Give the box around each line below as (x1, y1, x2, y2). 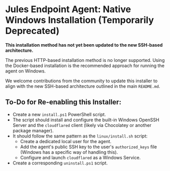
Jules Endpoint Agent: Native (5, 4, 131, 15)
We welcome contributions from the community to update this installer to (5, 78, 158, 84)
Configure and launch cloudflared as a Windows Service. (20, 154, 141, 160)
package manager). (12, 127, 54, 133)
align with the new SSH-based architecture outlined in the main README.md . (5, 83, 160, 89)
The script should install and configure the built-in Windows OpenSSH (12, 117, 160, 123)
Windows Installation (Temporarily (5, 14, 154, 26)
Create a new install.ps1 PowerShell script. (12, 111, 106, 117)
